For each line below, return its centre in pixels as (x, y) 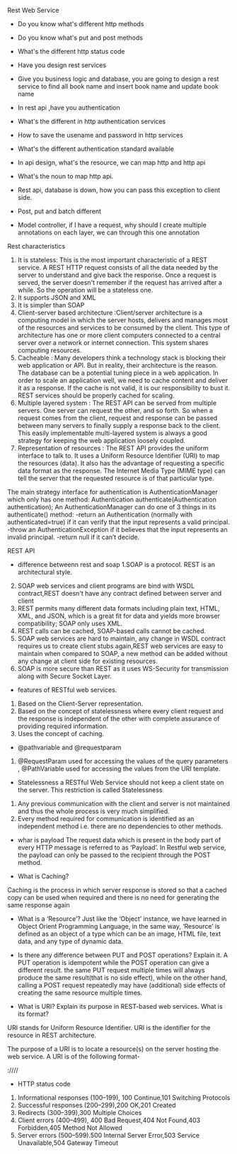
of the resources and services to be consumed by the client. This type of (124, 328)
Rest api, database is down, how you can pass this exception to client (119, 190)
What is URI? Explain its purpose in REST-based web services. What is (120, 1006)
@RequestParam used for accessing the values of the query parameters (123, 761)
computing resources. (50, 350)
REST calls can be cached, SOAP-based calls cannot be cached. (112, 631)
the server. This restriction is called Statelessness (90, 790)
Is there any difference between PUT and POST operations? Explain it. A (123, 955)
